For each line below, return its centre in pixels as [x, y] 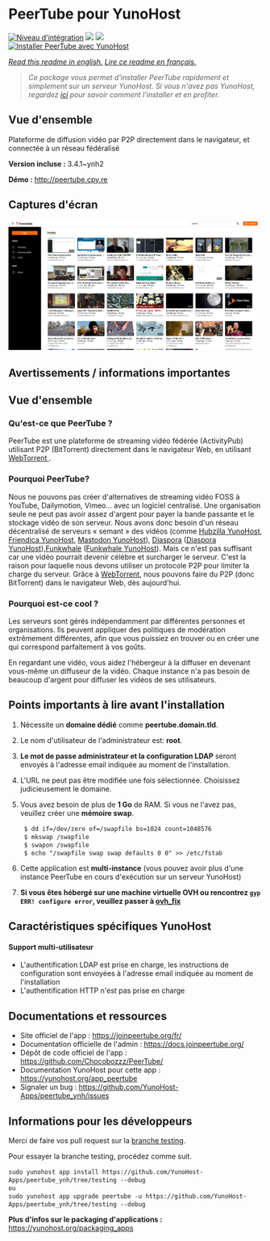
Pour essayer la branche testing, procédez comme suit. [100, 1156]
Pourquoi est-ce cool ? [54, 603]
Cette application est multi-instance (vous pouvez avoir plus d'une [132, 868]
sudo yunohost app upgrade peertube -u [75, 1196]
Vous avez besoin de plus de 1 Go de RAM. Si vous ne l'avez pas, [128, 804]
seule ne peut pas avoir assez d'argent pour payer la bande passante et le [131, 513]
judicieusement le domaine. [66, 788]
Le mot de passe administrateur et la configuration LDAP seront [128, 756]
